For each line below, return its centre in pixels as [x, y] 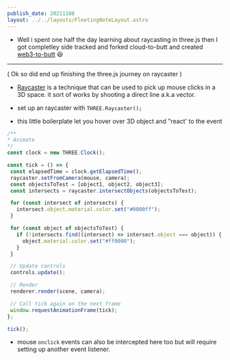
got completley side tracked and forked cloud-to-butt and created [110, 47]
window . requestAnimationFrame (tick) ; [64, 310]
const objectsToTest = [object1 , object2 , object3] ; [87, 184]
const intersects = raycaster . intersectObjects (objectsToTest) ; [103, 191]
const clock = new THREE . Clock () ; [56, 153]
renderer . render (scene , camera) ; [58, 291]
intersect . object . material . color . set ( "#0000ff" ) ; [88, 210]
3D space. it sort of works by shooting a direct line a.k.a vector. [106, 94]
